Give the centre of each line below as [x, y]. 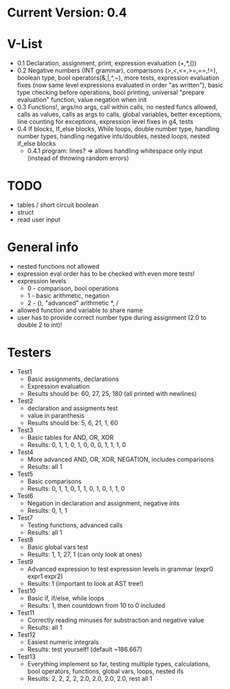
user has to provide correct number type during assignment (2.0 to [112, 317]
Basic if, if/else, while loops [66, 598]
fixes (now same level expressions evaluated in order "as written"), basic [120, 85]
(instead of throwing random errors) [78, 158]
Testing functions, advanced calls [75, 525]
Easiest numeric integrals [63, 642]
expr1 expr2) [45, 576]
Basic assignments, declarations [73, 379]
